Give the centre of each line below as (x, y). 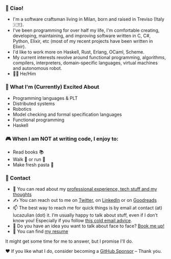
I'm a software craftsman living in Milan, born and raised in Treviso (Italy (88, 19)
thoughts (22, 195)
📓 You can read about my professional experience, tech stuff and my (85, 189)
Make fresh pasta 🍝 (33, 165)
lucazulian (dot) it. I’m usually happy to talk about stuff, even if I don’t (85, 215)
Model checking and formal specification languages (67, 114)
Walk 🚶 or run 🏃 (29, 159)
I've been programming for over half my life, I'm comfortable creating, (86, 31)
